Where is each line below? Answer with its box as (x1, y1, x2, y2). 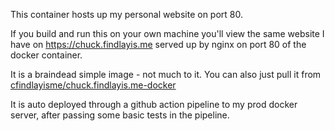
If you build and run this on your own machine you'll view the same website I (10, 28, 325, 39)
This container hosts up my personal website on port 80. (10, 9, 243, 20)
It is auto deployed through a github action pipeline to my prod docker (10, 99, 298, 110)
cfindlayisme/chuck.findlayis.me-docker (10, 79, 177, 91)
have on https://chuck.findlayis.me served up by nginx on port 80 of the (10, 39, 307, 50)
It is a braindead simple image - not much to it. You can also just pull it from (10, 69, 322, 80)
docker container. (10, 49, 83, 61)
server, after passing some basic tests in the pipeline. (10, 109, 230, 121)
